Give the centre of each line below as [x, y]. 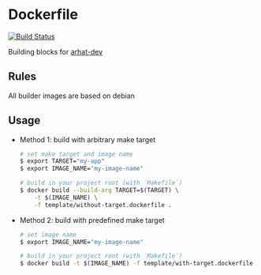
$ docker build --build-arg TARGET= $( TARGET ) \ [99, 190]
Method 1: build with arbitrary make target [88, 139]
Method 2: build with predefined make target [92, 220]
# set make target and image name [76, 154]
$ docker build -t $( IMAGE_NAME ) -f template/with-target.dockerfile [136, 264]
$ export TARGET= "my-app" [62, 161]
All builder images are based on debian [72, 96]
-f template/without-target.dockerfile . [103, 205]
